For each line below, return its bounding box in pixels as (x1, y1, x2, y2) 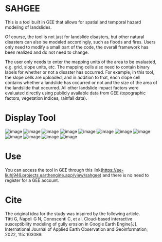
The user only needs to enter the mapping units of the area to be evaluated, (5, 59, 157, 65)
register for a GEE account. (5, 177, 59, 183)
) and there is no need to (99, 172, 149, 178)
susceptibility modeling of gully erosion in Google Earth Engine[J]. (5, 221, 138, 227)
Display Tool (5, 112, 56, 124)
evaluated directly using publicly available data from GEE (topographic (5, 90, 146, 96)
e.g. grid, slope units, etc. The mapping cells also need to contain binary (5, 64, 150, 70)
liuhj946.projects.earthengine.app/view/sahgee (5, 172, 100, 178)
